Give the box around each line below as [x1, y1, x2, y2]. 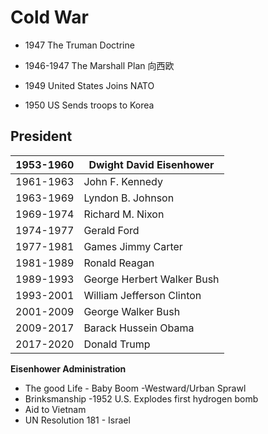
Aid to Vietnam [24, 403, 87, 415]
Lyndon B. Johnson [83, 191, 175, 205]
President [10, 128, 73, 145]
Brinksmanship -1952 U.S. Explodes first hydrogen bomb [24, 392, 259, 405]
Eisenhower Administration [10, 362, 127, 375]
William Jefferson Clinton [83, 288, 202, 302]
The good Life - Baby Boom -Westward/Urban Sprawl [24, 382, 247, 394]
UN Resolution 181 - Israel [24, 414, 131, 426]
